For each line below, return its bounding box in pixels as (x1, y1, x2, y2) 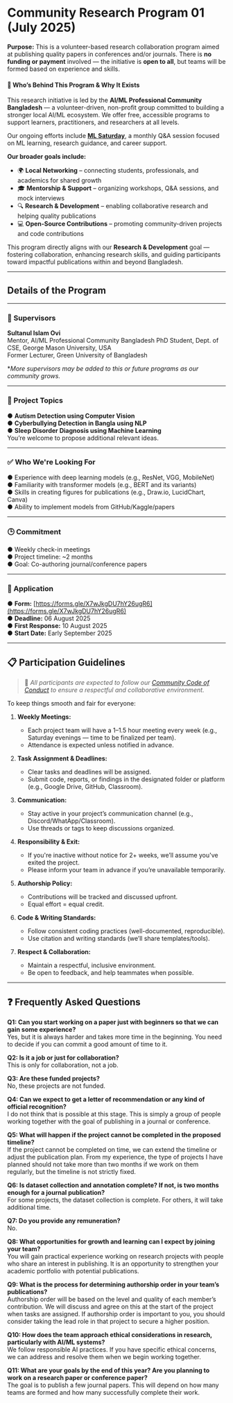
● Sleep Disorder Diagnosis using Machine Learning (7, 426, 162, 434)
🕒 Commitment (7, 527, 61, 536)
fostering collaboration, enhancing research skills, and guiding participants (7, 250, 221, 259)
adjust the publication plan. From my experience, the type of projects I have (7, 1153, 223, 1162)
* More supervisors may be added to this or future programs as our (7, 364, 199, 373)
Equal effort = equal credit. (27, 900, 105, 908)
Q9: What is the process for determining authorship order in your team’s (7, 1280, 220, 1289)
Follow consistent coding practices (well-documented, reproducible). (27, 927, 225, 935)
